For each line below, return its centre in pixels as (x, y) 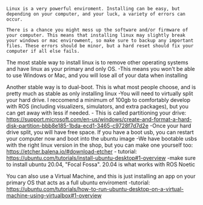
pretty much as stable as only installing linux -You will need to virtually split (100, 93)
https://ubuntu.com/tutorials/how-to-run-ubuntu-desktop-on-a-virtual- (95, 189)
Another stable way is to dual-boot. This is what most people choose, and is (101, 87)
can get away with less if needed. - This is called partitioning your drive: (96, 113)
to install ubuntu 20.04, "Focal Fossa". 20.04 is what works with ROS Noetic (101, 164)
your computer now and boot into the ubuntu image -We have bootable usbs (102, 139)
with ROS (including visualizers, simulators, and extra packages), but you (98, 106)
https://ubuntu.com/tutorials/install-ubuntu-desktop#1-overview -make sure (101, 158)
